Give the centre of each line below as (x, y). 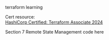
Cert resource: (20, 17)
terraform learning (24, 7)
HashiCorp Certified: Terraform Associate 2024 (54, 22)
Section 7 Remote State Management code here (54, 32)
